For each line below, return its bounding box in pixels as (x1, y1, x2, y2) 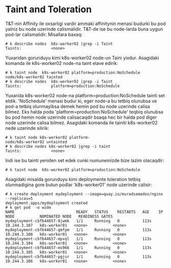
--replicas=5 (5, 196, 33, 201)
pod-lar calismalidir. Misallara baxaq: (5, 31, 83, 37)
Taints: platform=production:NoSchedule (5, 83, 120, 88)
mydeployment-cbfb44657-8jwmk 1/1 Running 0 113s (5, 218, 152, 224)
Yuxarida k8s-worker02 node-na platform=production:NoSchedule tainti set (5, 92, 165, 98)
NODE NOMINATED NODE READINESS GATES (5, 214, 113, 219)
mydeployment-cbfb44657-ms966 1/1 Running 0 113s (5, 245, 152, 250)
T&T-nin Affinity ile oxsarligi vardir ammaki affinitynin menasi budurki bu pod (5, 20, 166, 27)
